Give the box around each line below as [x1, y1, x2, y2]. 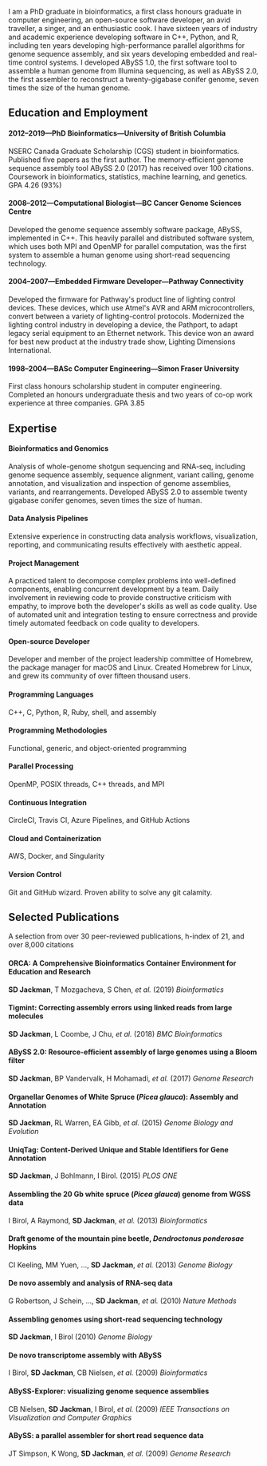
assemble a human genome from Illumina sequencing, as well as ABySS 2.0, [8, 66, 259, 75]
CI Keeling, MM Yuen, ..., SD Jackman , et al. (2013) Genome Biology [8, 1260, 233, 1270]
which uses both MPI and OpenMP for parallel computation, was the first [8, 241, 247, 251]
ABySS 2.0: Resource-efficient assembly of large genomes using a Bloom [8, 1047, 257, 1057]
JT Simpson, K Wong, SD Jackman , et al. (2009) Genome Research [8, 1448, 231, 1458]
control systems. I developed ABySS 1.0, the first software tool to [24, 57, 238, 67]
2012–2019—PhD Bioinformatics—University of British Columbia [8, 128, 226, 138]
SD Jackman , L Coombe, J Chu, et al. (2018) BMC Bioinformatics [8, 1029, 223, 1038]
